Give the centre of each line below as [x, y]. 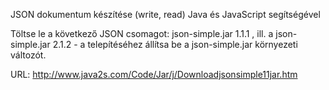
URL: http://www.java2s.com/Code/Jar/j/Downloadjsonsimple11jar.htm [154, 74]
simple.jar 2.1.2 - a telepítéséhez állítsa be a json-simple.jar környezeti [154, 44]
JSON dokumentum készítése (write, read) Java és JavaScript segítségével [165, 14]
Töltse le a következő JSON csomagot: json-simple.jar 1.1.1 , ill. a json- [154, 33]
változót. [28, 55]
